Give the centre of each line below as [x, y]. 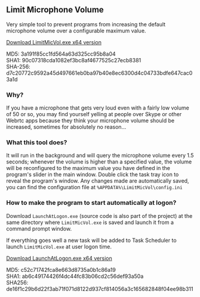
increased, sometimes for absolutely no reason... [66, 127]
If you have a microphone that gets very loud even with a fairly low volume [98, 108]
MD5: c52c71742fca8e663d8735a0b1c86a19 [61, 269]
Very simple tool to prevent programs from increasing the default [86, 24]
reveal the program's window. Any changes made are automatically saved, [98, 181]
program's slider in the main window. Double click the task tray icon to [93, 175]
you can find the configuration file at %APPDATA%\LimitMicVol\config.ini [95, 187]
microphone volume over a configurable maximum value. [76, 31]
